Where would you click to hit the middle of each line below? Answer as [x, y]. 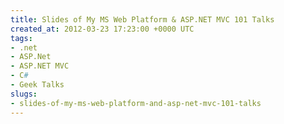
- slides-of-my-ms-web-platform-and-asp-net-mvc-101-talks [136, 103]
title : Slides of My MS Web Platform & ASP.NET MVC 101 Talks [142, 19]
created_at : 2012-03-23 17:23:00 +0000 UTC [102, 29]
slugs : [24, 94]
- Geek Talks [37, 85]
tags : [21, 38]
